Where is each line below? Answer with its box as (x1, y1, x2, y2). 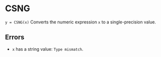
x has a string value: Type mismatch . (12, 46, 84, 52)
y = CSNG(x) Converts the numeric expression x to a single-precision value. (5, 19, 156, 25)
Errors (5, 33, 24, 41)
